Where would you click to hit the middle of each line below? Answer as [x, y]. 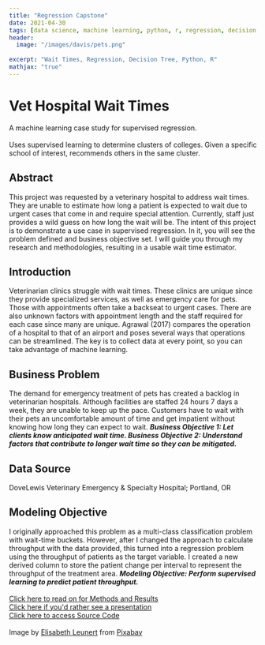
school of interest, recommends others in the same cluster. [105, 153]
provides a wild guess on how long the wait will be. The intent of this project [132, 222]
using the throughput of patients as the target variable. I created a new [124, 557]
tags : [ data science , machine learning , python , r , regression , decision [133, 30]
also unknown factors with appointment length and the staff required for [126, 316]
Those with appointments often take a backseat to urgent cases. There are [130, 308]
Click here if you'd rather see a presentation [80, 607]
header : [22, 37]
